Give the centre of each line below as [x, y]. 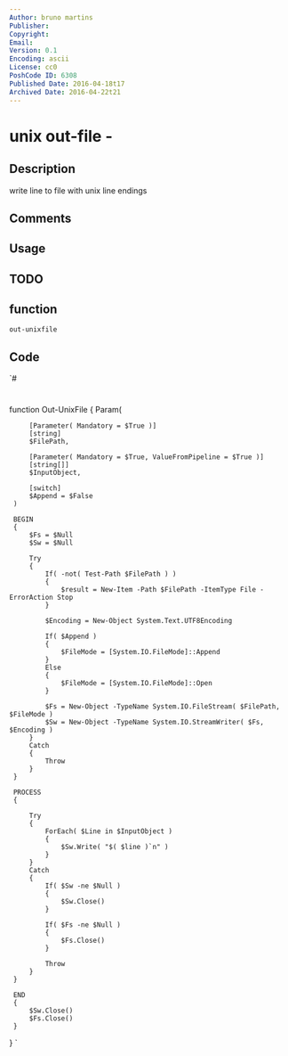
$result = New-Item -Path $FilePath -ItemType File [158, 590]
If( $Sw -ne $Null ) [83, 886]
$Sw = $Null [51, 543]
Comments [40, 218]
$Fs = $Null [51, 536]
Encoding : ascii [39, 59]
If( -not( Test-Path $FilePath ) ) [111, 574]
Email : [21, 42]
